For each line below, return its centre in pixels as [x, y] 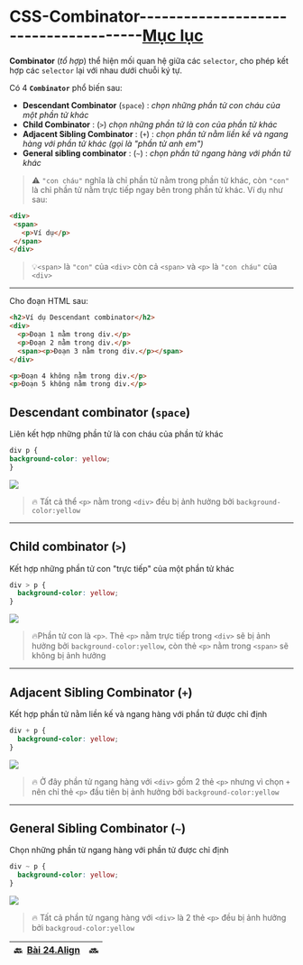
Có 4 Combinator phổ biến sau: [66, 87]
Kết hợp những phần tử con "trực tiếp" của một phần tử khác [122, 568]
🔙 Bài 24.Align [47, 951]
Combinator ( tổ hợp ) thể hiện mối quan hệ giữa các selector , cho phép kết [149, 60]
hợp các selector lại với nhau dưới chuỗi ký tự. [96, 70]
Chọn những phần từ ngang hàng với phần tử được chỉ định [119, 850]
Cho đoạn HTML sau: [49, 301]
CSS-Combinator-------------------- [148, 17]
